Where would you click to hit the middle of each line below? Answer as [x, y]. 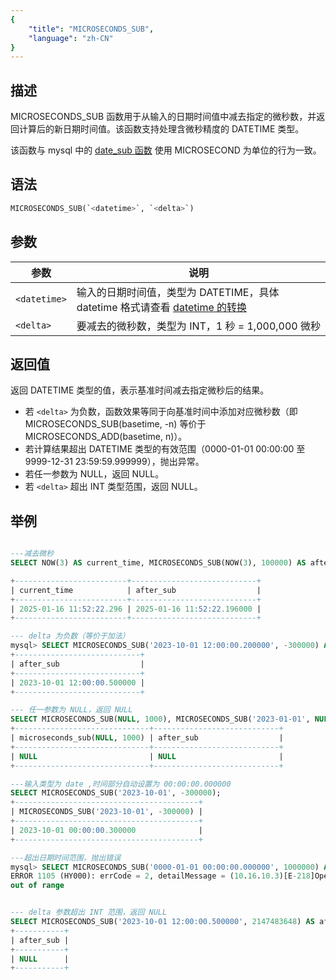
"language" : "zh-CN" [71, 38]
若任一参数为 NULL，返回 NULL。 [94, 474]
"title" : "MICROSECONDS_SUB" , [91, 29]
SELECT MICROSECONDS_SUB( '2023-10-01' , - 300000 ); [116, 793]
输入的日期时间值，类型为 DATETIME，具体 [178, 292]
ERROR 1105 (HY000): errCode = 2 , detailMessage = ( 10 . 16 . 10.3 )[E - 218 [160, 876]
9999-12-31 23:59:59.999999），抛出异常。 [114, 462]
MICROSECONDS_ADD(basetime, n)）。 [106, 437]
